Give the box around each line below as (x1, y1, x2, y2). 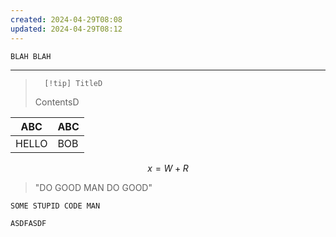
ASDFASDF (10, 218, 47, 228)
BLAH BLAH (10, 51, 52, 61)
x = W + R (147, 162, 189, 174)
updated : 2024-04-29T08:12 (10, 24, 123, 34)
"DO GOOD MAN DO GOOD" (34, 181, 153, 193)
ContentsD (34, 96, 80, 108)
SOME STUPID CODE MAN (10, 201, 101, 211)
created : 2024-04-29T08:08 (10, 14, 123, 25)
